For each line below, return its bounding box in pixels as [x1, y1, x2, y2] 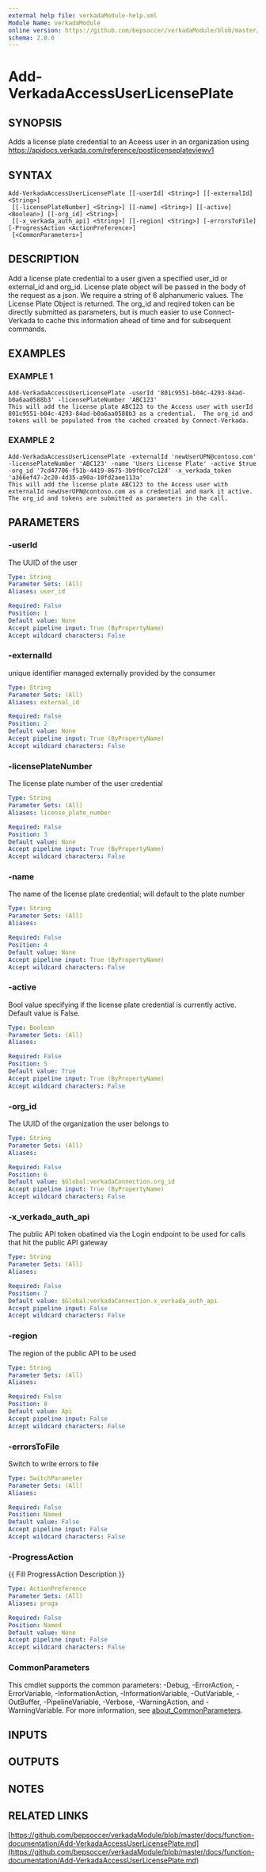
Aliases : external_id [8, 698, 80, 706]
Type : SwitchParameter [8, 1474, 83, 1482]
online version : [8, 26, 62, 34]
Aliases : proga [8, 1599, 59, 1607]
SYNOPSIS [8, 116, 63, 129]
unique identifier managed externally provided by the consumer [8, 668, 216, 677]
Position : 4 [8, 940, 47, 949]
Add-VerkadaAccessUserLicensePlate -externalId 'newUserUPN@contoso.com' [8, 452, 257, 460]
